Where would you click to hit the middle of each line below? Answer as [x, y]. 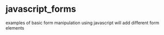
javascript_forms [41, 9]
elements [15, 28]
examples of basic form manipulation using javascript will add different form [82, 23]
